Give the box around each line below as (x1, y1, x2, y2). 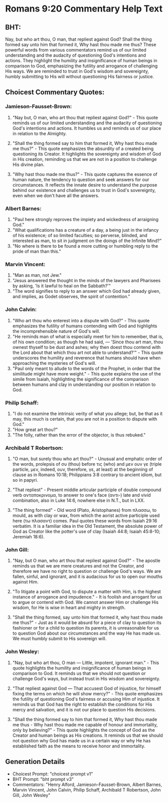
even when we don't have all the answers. (12, 192, 99, 198)
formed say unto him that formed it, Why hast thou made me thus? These (5, 42, 156, 48)
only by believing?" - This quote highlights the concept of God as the (12, 727, 155, 733)
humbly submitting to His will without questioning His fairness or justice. (5, 74, 154, 79)
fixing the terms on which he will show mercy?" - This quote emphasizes (12, 690, 163, 697)
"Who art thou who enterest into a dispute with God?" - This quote (12, 317, 150, 323)
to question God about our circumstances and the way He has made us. (12, 630, 161, 637)
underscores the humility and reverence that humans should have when (12, 354, 161, 361)
